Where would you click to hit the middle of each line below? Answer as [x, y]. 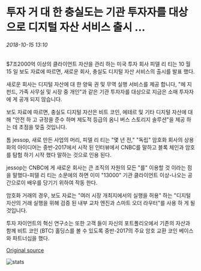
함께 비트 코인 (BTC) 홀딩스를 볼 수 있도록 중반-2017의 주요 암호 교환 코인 [92, 231]
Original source [25, 251]
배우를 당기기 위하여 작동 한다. [62, 183]
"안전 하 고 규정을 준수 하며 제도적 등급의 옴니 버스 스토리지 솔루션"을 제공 [99, 120]
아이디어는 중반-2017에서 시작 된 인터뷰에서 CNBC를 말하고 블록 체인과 [100, 147]
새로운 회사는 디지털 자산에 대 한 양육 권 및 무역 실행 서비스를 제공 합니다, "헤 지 [99, 84]
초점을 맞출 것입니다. [43, 127]
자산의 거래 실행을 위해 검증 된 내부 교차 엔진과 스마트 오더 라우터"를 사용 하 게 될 [101, 203]
